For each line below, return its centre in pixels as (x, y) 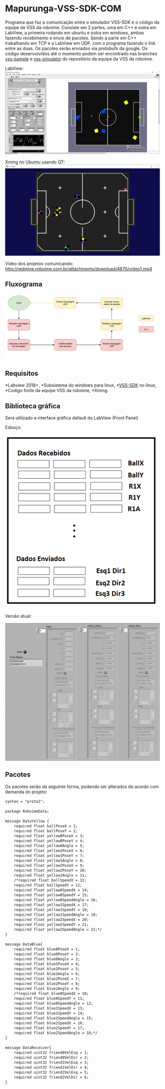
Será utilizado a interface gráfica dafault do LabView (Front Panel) (72, 418)
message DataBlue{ (24, 944)
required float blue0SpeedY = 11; (49, 998)
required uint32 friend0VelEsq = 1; (52, 1053)
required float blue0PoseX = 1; (47, 949)
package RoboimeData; (27, 811)
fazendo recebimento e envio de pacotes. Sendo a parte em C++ (71, 38)
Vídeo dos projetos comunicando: (39, 264)
